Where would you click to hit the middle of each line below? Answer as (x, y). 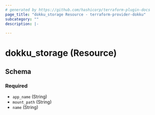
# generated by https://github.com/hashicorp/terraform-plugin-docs (78, 10)
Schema (18, 71)
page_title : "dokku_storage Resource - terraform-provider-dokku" (76, 14)
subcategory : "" (22, 19)
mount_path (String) (32, 102)
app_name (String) (30, 96)
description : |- (22, 24)
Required (16, 85)
